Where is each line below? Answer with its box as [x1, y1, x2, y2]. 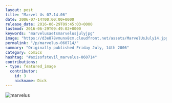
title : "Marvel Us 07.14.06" [5, 12, 68, 17]
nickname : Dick [14, 78, 47, 83]
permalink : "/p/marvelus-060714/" [5, 41, 79, 46]
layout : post [5, 7, 33, 13]
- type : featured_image [5, 64, 56, 69]
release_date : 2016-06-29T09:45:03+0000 [5, 21, 93, 27]
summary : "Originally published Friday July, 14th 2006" [5, 45, 130, 50]
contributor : [10, 69, 38, 74]
